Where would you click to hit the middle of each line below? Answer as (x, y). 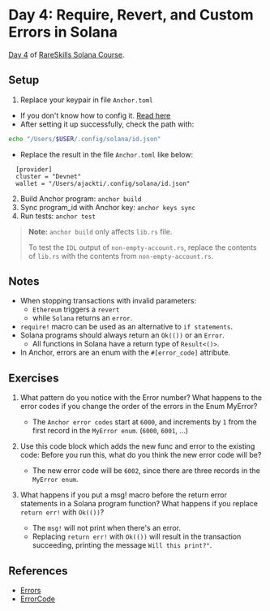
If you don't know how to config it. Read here (95, 115)
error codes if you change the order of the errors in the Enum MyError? (139, 407)
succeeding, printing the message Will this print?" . (122, 545)
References (38, 571)
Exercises (34, 378)
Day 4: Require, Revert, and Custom (131, 15)
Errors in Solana (63, 32)
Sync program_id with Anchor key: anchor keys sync (108, 207)
